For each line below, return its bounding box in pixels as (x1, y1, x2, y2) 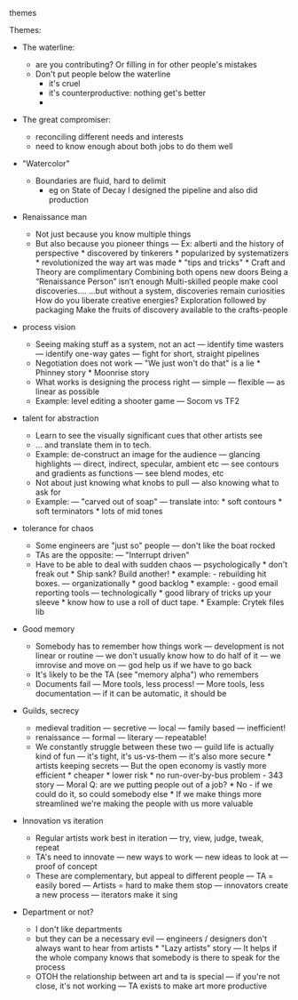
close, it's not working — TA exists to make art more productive (35, 980, 268, 991)
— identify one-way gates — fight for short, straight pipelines (35, 349, 260, 359)
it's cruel (48, 78, 81, 88)
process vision (21, 322, 76, 332)
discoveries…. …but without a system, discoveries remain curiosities (35, 286, 286, 296)
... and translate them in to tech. (35, 440, 152, 450)
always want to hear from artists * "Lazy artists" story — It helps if (35, 943, 278, 953)
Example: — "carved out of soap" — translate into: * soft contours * (35, 496, 283, 506)
